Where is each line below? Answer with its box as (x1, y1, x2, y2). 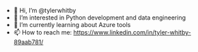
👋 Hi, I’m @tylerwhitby (13, 7, 76, 14)
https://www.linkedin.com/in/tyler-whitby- (73, 28, 191, 36)
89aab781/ (13, 38, 44, 46)
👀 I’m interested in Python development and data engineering (13, 14, 186, 22)
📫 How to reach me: (13, 28, 72, 36)
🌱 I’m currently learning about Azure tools (13, 21, 131, 28)
